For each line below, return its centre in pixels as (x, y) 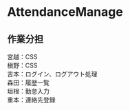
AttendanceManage (65, 12)
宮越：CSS (22, 57)
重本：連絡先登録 (31, 100)
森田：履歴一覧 (28, 82)
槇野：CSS (22, 65)
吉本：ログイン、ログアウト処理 (52, 74)
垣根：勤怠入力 (28, 91)
